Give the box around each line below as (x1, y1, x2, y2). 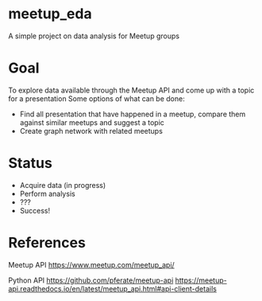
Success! (19, 205, 51, 215)
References (8, 234, 86, 252)
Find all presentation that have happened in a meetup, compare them (19, 109, 246, 119)
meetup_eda (8, 5, 93, 23)
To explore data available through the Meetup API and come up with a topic (8, 85, 255, 95)
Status (8, 154, 53, 172)
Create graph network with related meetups (19, 126, 163, 135)
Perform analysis (19, 189, 75, 198)
